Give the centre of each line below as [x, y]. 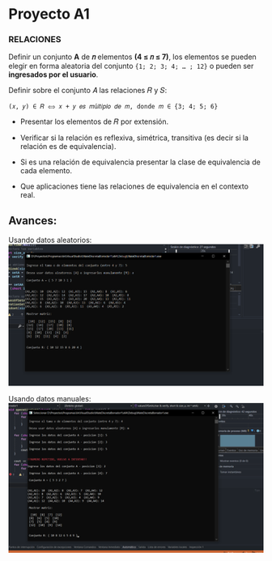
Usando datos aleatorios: [50, 240]
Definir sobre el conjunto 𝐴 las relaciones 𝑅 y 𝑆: [88, 91]
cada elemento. [46, 171]
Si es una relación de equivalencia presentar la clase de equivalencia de [140, 162]
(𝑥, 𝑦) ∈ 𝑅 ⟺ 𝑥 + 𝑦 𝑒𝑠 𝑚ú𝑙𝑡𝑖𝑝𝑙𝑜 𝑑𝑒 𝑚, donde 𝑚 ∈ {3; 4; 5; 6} [113, 107]
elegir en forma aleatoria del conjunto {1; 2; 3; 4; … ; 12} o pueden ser [131, 66]
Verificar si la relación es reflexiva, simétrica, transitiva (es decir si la [134, 138]
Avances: [33, 221]
